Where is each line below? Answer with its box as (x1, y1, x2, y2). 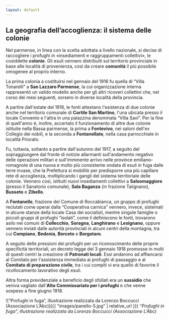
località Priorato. (6, 137, 40, 143)
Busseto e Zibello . (6, 189, 45, 195)
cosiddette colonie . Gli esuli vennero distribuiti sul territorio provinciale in (6, 58, 157, 64)
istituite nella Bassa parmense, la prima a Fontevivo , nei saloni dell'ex (6, 125, 150, 132)
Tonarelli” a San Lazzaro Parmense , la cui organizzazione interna (6, 84, 141, 90)
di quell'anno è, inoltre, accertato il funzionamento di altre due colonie (6, 120, 151, 126)
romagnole (6, 162, 28, 168)
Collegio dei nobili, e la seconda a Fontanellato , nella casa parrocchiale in (6, 131, 159, 137)
